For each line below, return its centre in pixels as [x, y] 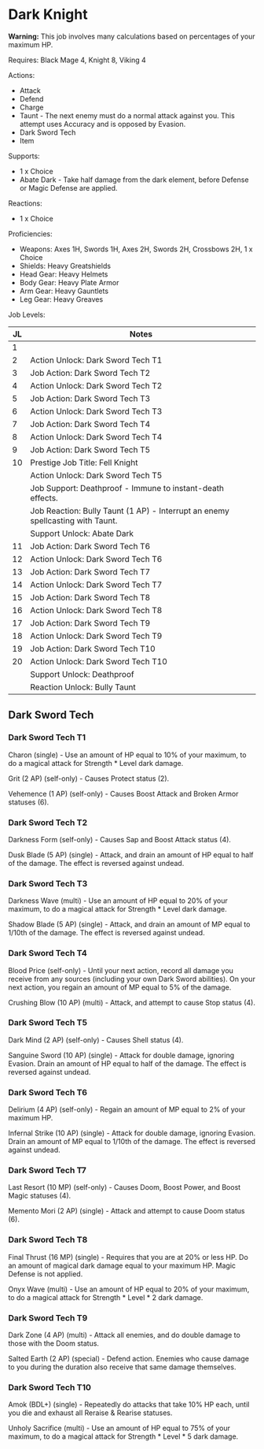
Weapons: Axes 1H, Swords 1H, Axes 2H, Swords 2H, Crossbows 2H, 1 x [136, 249]
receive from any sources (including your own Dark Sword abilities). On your [132, 979]
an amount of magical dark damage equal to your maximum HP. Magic [122, 1265]
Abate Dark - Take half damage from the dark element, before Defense [134, 180]
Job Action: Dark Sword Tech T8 [90, 597]
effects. [44, 498]
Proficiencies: [30, 233]
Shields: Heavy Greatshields [65, 266]
